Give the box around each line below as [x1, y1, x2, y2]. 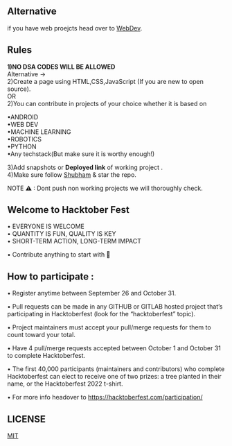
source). [7, 85, 31, 93]
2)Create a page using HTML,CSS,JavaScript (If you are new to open [7, 77, 204, 85]
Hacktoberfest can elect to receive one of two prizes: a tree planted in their [7, 372, 222, 381]
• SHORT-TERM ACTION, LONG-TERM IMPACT [7, 237, 142, 246]
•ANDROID [7, 112, 39, 121]
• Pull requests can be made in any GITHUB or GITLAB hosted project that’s [7, 302, 223, 311]
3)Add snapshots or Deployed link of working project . [7, 163, 163, 171]
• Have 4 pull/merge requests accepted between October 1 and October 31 [7, 344, 222, 352]
